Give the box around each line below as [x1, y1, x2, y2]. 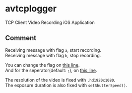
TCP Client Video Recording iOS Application [5, 19, 95, 25]
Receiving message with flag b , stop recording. [5, 52, 101, 58]
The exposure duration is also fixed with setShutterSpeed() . [5, 82, 128, 88]
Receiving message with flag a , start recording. [5, 47, 102, 53]
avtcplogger [5, 3, 57, 14]
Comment [5, 34, 37, 42]
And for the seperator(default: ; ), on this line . [5, 67, 97, 73]
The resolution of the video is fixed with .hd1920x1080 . [5, 77, 116, 83]
